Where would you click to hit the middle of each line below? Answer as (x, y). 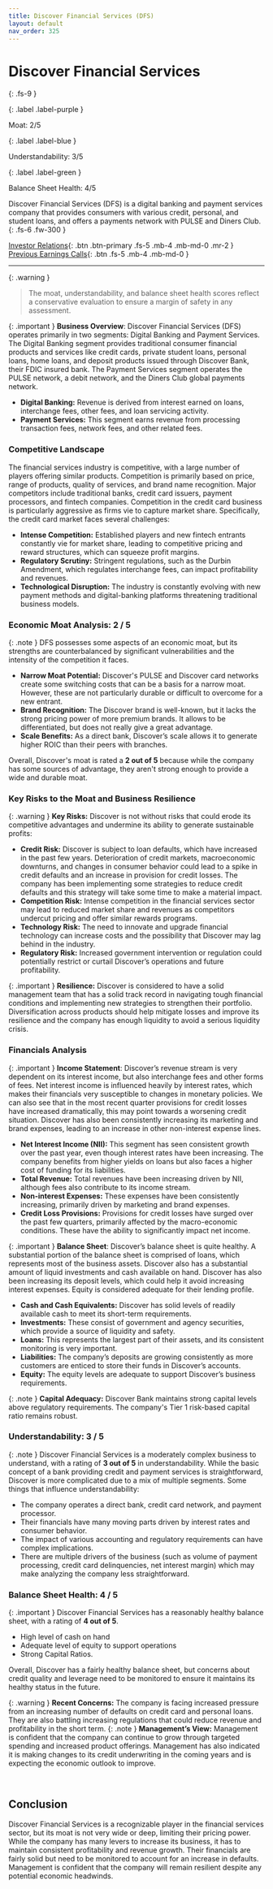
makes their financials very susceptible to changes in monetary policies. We (136, 1094)
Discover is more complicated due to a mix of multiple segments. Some (128, 1480)
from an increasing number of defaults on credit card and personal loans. (131, 1712)
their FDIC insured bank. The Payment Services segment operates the (126, 370)
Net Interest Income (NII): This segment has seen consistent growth (134, 1144)
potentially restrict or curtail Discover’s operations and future (122, 962)
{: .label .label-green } (45, 172)
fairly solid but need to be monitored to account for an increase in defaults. (134, 1858)
